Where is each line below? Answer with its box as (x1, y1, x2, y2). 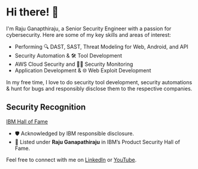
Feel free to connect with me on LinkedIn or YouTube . (6, 156, 137, 163)
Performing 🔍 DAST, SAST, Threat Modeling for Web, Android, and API (14, 43, 189, 50)
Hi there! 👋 (6, 5, 59, 19)
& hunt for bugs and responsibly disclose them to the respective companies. (6, 85, 193, 92)
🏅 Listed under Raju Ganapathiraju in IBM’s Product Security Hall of (14, 138, 180, 145)
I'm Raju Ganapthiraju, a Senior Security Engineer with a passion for (6, 25, 172, 32)
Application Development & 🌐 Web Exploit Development (14, 66, 151, 74)
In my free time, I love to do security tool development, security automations (6, 78, 193, 85)
